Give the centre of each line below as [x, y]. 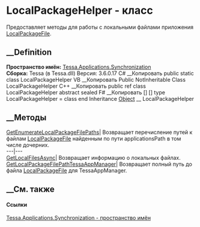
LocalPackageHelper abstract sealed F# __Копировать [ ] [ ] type [86, 92]
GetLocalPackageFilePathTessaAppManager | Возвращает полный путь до [99, 164]
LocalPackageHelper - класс [80, 11]
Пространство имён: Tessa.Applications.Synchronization [79, 67]
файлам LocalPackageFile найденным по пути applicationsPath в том [94, 138]
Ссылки [17, 204]
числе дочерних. [28, 145]
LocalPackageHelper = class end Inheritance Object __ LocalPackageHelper [100, 98]
